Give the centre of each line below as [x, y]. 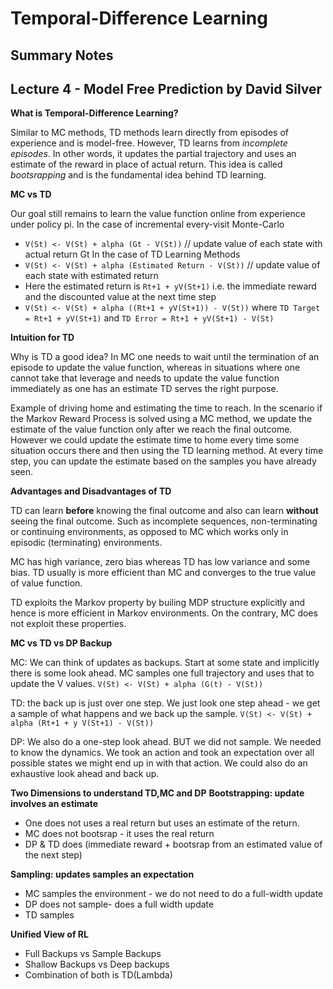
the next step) [53, 855]
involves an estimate [54, 804]
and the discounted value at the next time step [120, 297]
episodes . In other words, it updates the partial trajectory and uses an [153, 154]
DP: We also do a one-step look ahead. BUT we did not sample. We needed [166, 742]
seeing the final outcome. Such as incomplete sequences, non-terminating [164, 521]
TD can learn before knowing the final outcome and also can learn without [164, 511]
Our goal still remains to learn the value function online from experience [158, 214]
